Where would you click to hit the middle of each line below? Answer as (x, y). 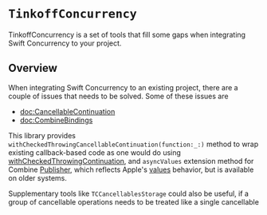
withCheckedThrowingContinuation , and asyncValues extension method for (131, 161)
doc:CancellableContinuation (67, 111)
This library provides (42, 135)
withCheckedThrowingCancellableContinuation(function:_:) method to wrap (133, 144)
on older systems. (38, 177)
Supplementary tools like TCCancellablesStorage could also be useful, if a (129, 193)
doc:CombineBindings (56, 120)
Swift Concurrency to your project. (65, 43)
